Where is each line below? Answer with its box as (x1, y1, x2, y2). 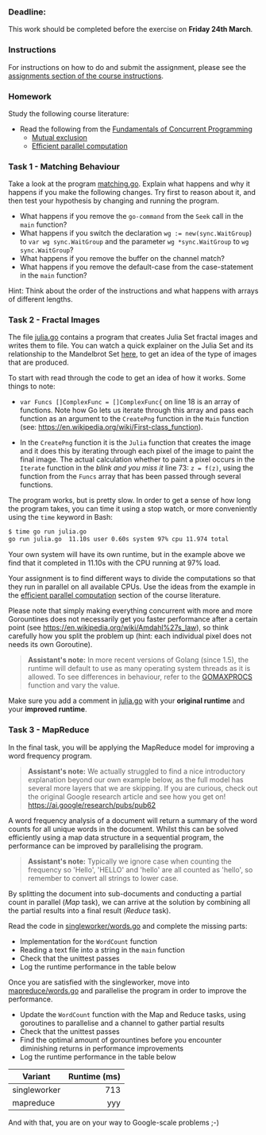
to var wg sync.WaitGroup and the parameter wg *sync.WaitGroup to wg (19, 237, 249, 247)
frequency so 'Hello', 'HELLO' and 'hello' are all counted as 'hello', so (27, 864, 253, 874)
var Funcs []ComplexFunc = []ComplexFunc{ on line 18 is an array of (19, 397, 241, 407)
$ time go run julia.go (8, 528, 87, 536)
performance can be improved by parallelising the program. (8, 841, 203, 850)
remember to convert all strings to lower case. (27, 873, 179, 883)
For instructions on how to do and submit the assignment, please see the (8, 62, 246, 72)
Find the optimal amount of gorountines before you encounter (19, 1035, 222, 1044)
